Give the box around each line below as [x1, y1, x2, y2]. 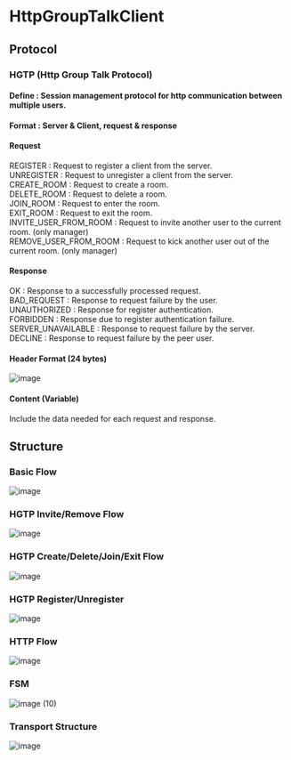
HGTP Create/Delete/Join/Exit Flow [9, 550, 165, 562]
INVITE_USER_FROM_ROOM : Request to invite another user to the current [9, 216, 282, 228]
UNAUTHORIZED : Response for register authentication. [9, 304, 214, 315]
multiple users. [9, 100, 67, 110]
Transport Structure [9, 720, 98, 732]
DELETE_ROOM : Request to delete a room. [9, 189, 167, 199]
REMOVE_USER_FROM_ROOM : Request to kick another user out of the [9, 236, 270, 247]
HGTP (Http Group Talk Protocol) [9, 69, 153, 81]
